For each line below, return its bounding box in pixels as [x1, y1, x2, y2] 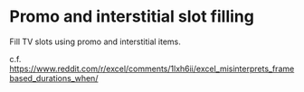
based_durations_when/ [9, 72, 99, 83]
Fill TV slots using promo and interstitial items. [9, 36, 181, 47]
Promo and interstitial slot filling [9, 6, 255, 27]
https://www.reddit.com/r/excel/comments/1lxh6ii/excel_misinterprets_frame [9, 63, 295, 74]
